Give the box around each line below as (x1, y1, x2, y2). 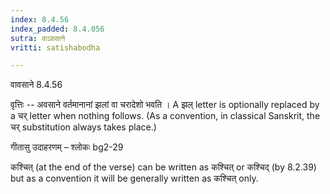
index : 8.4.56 (10, 14, 70, 25)
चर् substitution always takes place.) (10, 121, 157, 133)
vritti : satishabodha (10, 42, 101, 53)
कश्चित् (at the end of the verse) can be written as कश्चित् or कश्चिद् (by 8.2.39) (10, 161, 317, 173)
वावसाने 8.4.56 (10, 79, 63, 91)
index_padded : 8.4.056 (10, 24, 105, 34)
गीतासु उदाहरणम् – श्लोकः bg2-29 (10, 141, 124, 153)
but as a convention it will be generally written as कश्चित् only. (10, 172, 259, 185)
